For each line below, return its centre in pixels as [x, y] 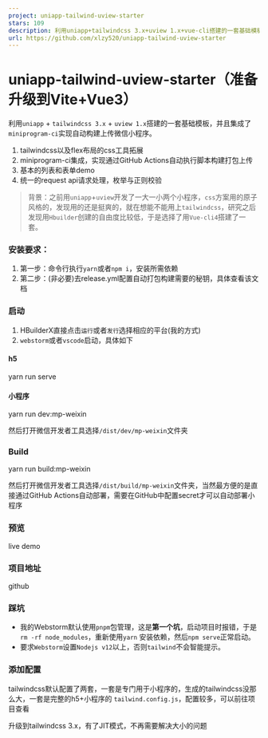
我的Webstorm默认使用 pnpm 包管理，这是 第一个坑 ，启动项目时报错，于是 [138, 627]
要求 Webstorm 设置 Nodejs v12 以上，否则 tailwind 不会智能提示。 [122, 647]
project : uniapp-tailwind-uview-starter [77, 16]
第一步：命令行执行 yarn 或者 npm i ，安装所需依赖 [99, 269]
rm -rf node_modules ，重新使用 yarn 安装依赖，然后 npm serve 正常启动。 [137, 637]
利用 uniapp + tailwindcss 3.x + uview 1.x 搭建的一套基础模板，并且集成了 [130, 124]
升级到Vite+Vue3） [73, 100]
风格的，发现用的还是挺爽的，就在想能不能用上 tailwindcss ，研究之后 [142, 207]
